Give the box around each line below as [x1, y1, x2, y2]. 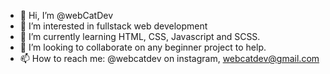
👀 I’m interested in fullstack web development [19, 20, 208, 32]
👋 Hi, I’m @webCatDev [19, 10, 113, 21]
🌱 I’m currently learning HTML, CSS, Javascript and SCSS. [19, 31, 261, 42]
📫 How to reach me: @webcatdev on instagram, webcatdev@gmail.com [19, 53, 320, 64]
